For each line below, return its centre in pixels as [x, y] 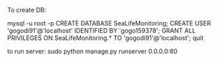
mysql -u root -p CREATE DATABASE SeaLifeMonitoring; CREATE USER [109, 23]
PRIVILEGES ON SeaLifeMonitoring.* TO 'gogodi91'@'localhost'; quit [106, 38]
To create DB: [27, 10]
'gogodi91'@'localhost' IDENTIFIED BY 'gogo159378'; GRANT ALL [102, 31]
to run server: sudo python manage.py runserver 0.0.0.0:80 [92, 51]
